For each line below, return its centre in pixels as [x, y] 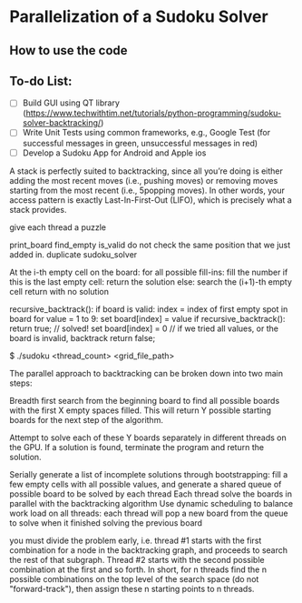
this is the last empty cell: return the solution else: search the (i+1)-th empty [151, 281]
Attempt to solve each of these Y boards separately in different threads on [148, 437]
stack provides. [38, 209]
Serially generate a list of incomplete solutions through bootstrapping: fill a [149, 474]
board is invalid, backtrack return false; [83, 337]
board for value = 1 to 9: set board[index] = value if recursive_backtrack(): [147, 318]
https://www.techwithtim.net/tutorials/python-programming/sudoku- [154, 113]
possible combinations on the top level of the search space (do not [134, 578]
